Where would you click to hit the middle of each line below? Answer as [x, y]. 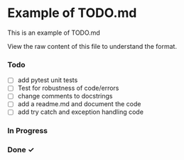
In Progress [28, 131]
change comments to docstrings [65, 96]
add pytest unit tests [48, 80]
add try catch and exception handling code [81, 112]
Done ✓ [21, 150]
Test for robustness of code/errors [68, 88]
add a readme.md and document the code [79, 104]
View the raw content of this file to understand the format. [92, 46]
